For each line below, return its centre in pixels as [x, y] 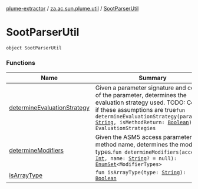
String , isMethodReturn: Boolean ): [145, 122]
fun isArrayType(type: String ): [141, 173]
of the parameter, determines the [141, 95]
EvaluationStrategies [126, 128]
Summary [153, 78]
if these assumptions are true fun [140, 110]
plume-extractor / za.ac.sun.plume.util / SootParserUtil [72, 9]
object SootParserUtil [34, 48]
